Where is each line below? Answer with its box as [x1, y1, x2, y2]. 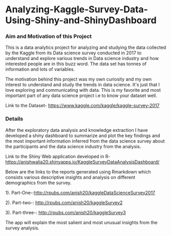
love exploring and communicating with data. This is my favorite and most [5, 87, 161, 93]
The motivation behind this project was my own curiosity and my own [5, 76, 152, 83]
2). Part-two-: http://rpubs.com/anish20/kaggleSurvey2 [5, 199, 123, 206]
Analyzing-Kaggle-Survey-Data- [5, 4, 148, 15]
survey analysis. [5, 225, 39, 231]
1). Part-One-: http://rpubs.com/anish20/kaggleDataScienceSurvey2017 [5, 189, 155, 195]
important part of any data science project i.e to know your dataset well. [5, 92, 157, 99]
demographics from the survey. [5, 180, 72, 186]
